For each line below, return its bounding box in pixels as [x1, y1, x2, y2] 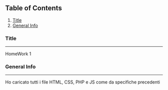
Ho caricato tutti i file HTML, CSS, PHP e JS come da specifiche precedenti [5, 79, 160, 85]
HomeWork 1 [5, 51, 31, 57]
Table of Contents [5, 4, 62, 12]
